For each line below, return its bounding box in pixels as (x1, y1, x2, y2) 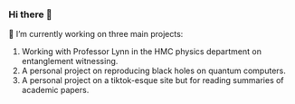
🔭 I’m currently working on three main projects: (8, 29, 184, 40)
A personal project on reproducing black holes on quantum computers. (21, 65, 287, 76)
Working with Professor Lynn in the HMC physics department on (21, 46, 262, 57)
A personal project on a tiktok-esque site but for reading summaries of (21, 75, 284, 86)
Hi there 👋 (8, 8, 53, 21)
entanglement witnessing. (21, 56, 119, 67)
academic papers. (21, 85, 90, 96)
